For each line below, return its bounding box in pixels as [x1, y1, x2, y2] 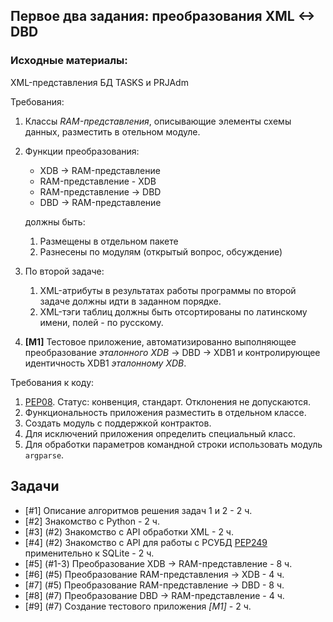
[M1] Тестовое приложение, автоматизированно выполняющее [24, 335, 297, 348]
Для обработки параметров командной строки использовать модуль [24, 438, 323, 450]
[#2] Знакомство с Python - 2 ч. [24, 515, 160, 527]
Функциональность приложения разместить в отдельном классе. [24, 406, 307, 418]
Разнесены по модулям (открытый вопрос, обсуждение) [39, 245, 283, 258]
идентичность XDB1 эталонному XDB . [24, 357, 187, 369]
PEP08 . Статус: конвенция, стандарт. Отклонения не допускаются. [24, 395, 312, 408]
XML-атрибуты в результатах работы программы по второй [39, 284, 297, 296]
